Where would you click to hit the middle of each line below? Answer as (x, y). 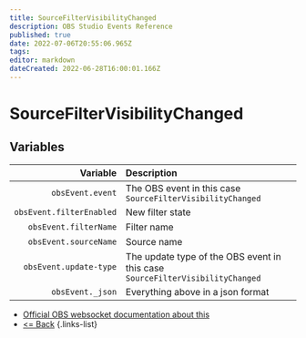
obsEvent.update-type (70, 266)
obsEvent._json (84, 292)
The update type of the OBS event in (204, 256)
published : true (40, 35)
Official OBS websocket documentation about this (116, 314)
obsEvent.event (84, 193)
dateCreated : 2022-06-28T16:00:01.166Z (85, 69)
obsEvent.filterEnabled (66, 212)
